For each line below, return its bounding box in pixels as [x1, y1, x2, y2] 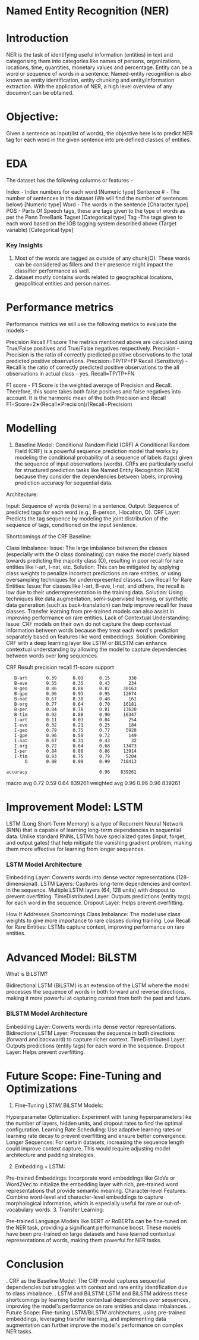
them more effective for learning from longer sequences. [6, 845, 146, 853]
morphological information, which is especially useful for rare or [6, 1199, 163, 1206]
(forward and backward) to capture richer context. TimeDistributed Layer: [6, 1035, 187, 1043]
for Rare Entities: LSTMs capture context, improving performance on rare [6, 923, 185, 930]
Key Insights [6, 241, 43, 249]
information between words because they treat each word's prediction [6, 627, 179, 634]
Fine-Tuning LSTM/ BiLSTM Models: [14, 1102, 104, 1109]
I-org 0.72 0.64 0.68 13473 [14, 743, 137, 749]
